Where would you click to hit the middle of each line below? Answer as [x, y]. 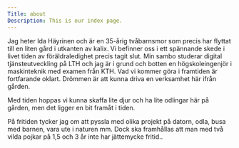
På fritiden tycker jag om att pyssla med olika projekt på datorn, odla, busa [117, 121]
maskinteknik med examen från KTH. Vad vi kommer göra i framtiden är [112, 71]
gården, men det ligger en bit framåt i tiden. [71, 107]
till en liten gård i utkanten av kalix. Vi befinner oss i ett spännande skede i [116, 48]
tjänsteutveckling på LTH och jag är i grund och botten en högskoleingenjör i [119, 63]
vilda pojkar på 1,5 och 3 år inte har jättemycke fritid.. [85, 137]
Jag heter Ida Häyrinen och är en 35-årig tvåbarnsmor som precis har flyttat [119, 41]
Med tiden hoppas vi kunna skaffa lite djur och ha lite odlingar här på [108, 100]
